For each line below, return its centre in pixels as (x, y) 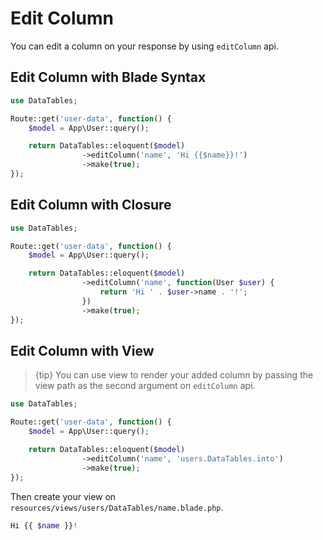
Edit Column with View (82, 350)
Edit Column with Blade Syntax (108, 77)
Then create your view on (63, 496)
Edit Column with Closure (91, 205)
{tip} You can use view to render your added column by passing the (174, 375)
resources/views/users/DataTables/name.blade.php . (117, 507)
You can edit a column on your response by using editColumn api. (144, 46)
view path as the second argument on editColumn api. (145, 386)
